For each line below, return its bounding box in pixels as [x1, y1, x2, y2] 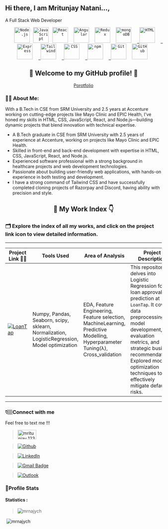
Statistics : [5, 497, 28, 503]
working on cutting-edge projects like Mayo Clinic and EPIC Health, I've [5, 111, 152, 117]
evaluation [130, 332, 155, 339]
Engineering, [83, 307, 113, 314]
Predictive [83, 326, 107, 333]
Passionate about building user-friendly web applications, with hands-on [12, 169, 162, 175]
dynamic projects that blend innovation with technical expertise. [5, 122, 136, 128]
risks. [130, 388, 143, 395]
